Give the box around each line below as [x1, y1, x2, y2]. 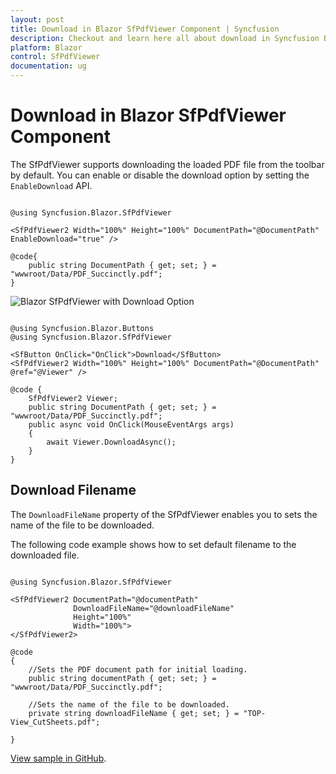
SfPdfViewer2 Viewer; [28, 393, 118, 403]
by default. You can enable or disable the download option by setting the [10, 169, 310, 181]
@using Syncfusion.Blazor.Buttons [10, 323, 155, 333]
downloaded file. [10, 549, 80, 561]
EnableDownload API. [10, 179, 93, 191]
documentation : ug [10, 61, 87, 71]
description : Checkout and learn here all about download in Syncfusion [10, 33, 320, 43]
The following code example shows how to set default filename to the [10, 538, 297, 550]
